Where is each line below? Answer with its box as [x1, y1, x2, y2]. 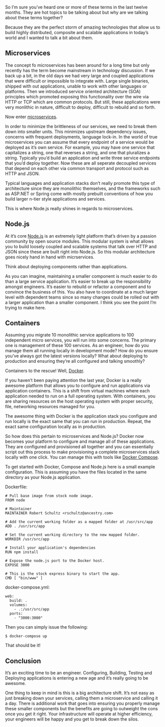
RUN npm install [5, 550, 38, 555]
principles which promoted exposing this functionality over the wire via [5, 93, 149, 99]
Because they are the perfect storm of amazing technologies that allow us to [5, 24, 161, 30]
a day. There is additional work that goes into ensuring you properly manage [5, 700, 160, 706]
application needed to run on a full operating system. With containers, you [5, 393, 156, 399]
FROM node [5, 498, 26, 503]
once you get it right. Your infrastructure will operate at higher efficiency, [5, 711, 153, 717]
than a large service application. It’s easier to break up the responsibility [5, 278, 151, 284]
